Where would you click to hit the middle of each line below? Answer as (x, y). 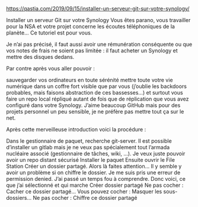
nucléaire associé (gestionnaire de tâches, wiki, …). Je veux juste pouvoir (96, 153)
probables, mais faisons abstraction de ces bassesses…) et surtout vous (95, 92)
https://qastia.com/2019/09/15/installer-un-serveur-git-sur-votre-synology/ (98, 9)
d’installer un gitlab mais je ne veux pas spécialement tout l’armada (88, 147)
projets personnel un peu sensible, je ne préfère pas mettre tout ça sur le (95, 112)
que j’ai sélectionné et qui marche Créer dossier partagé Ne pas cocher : (95, 185)
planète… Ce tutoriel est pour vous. (49, 33)
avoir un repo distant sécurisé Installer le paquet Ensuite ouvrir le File (90, 160)
